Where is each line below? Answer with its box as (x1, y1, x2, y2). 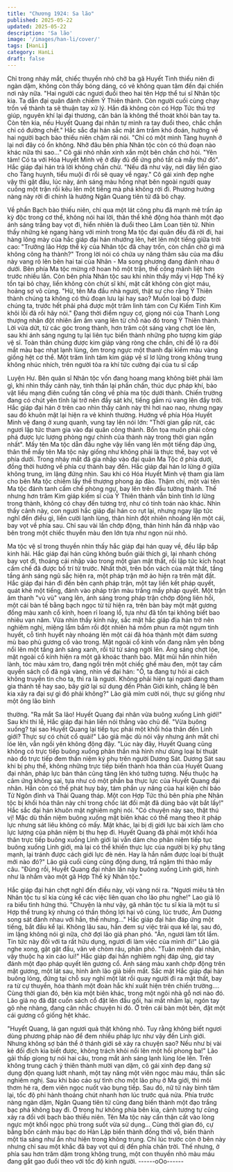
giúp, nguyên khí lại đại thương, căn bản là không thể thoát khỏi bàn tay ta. (7, 111, 221, 119)
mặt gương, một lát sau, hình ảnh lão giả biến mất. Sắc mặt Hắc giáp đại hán (7, 967, 225, 975)
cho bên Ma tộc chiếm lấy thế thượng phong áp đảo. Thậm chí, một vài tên (7, 476, 221, 485)
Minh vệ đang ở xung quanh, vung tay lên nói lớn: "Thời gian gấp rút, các (7, 417, 216, 426)
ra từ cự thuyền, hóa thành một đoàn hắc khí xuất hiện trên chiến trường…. (7, 981, 220, 990)
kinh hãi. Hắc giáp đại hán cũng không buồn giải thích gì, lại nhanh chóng (7, 549, 216, 558)
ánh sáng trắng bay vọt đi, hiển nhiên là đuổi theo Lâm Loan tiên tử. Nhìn (7, 220, 215, 229)
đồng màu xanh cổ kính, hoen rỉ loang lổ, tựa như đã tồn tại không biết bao (7, 608, 221, 617)
